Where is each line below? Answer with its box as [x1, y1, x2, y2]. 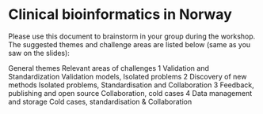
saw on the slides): [8, 48, 70, 57]
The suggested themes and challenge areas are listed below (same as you [8, 39, 251, 49]
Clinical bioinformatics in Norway [8, 6, 232, 24]
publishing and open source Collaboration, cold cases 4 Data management [8, 88, 253, 97]
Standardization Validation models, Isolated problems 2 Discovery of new [8, 72, 247, 81]
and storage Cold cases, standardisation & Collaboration [8, 97, 192, 106]
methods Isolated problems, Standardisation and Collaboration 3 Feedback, [8, 80, 255, 90]
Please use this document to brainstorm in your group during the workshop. [8, 31, 256, 41]
